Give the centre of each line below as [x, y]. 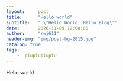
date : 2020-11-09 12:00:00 [47, 28]
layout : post [27, 12]
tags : [13, 50]
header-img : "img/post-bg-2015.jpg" [51, 39]
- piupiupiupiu [37, 56]
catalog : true [24, 45]
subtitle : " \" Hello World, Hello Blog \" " [62, 22]
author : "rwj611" [33, 34]
